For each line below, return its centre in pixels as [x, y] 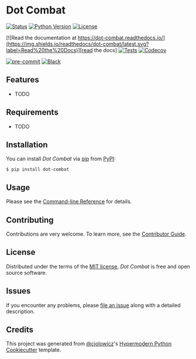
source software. [27, 272]
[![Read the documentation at [42, 37]
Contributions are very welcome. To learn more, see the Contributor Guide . [96, 234]
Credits [20, 330]
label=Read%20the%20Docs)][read [49, 50]
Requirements [32, 113]
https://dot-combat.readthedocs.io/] [122, 37]
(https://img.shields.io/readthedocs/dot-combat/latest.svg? [78, 44]
